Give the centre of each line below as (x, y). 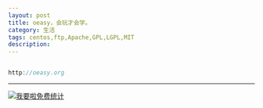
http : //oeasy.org (36, 73)
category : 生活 (32, 30)
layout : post (29, 15)
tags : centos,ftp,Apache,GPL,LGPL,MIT (71, 37)
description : (29, 45)
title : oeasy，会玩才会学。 (50, 23)
